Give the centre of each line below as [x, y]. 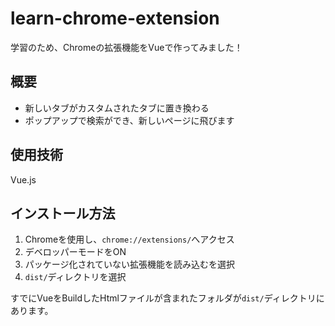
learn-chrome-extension [115, 18]
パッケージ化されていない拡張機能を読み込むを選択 [130, 264]
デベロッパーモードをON [75, 252]
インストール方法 [63, 213]
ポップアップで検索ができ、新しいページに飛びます [129, 120]
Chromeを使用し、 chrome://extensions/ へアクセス [129, 239]
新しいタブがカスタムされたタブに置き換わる [117, 108]
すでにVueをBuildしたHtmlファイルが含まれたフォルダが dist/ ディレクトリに [167, 298]
